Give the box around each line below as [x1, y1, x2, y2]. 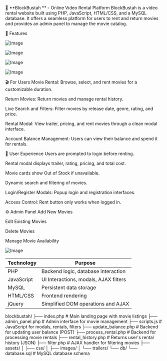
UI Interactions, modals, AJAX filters [41, 276, 126, 282]
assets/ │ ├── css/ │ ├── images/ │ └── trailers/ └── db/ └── [5, 345, 138, 351]
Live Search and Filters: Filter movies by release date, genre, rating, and [5, 105, 153, 111]
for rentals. [5, 141, 28, 147]
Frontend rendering [41, 292, 87, 299]
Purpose [74, 259, 96, 266]
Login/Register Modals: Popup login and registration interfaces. [5, 189, 136, 195]
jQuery [7, 300, 24, 307]
